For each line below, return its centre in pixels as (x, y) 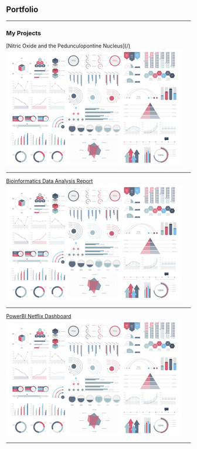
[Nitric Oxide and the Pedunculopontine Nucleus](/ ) (68, 46)
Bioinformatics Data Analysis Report (50, 181)
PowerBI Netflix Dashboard (39, 317)
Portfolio (22, 10)
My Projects (23, 33)
